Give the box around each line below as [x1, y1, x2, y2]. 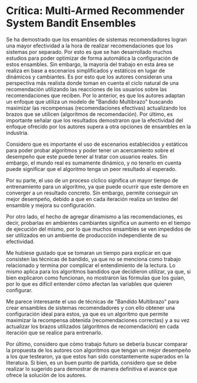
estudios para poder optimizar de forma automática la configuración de [6, 54, 179, 61]
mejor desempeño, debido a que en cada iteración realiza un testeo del [6, 195, 178, 203]
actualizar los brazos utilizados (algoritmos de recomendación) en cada [6, 323, 179, 330]
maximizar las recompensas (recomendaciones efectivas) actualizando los [6, 104, 186, 111]
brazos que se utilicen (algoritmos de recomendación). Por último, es [6, 110, 173, 118]
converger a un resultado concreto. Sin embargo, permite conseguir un [6, 189, 178, 196]
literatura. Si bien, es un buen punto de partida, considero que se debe [6, 359, 177, 366]
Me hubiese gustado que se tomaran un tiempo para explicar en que [6, 249, 172, 256]
